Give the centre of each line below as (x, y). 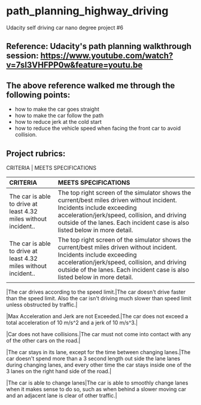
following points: (38, 95)
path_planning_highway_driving (87, 11)
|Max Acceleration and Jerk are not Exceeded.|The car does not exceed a (97, 316)
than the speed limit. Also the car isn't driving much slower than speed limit (99, 298)
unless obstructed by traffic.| (42, 304)
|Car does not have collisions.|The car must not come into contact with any (99, 334)
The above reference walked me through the (91, 85)
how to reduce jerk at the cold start (58, 122)
